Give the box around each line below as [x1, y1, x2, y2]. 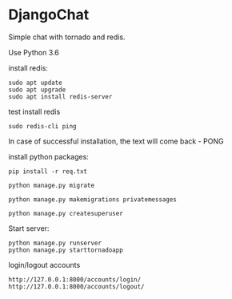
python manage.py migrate [8, 181, 94, 189]
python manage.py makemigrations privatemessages [8, 195, 178, 204]
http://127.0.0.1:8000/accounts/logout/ [8, 282, 146, 290]
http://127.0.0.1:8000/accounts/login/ [8, 275, 142, 284]
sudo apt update [8, 79, 62, 87]
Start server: [8, 223, 50, 233]
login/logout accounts [8, 260, 81, 269]
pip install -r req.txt [8, 167, 88, 176]
